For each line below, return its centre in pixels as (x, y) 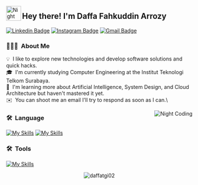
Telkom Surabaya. (28, 81)
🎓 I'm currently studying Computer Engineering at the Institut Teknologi (95, 72)
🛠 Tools (19, 149)
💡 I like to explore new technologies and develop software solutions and (94, 59)
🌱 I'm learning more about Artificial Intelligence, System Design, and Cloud (98, 87)
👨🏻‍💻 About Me (28, 46)
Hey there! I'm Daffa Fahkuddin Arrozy (94, 16)
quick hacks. (22, 66)
